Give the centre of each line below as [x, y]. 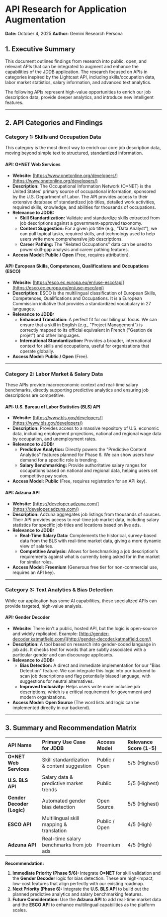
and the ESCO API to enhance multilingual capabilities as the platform [83, 905]
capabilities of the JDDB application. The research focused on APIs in [76, 72]
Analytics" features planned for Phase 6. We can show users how [87, 455]
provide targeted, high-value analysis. [44, 606]
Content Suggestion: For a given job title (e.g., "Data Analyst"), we [88, 228]
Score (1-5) [142, 748]
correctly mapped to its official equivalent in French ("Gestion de [86, 330]
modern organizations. [43, 697]
